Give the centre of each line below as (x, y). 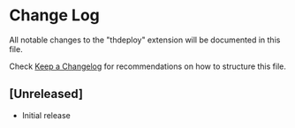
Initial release (46, 115)
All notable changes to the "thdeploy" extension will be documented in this (145, 40)
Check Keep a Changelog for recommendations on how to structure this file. (148, 66)
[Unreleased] (46, 94)
